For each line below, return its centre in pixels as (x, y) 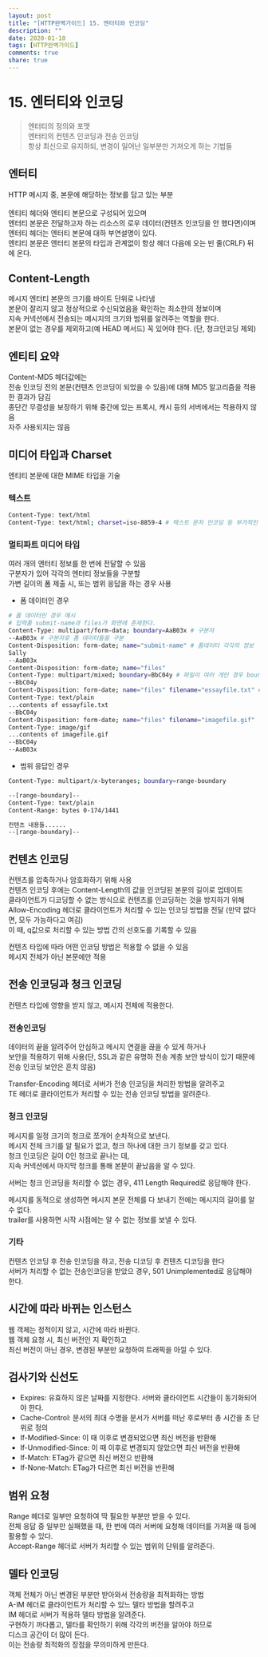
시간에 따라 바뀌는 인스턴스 (70, 1309)
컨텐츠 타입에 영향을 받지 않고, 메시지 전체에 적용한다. (91, 1005)
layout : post (30, 16)
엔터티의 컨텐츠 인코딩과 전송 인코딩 (83, 136)
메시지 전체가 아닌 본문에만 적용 (57, 957)
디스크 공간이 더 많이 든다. (49, 1635)
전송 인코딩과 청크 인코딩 (65, 984)
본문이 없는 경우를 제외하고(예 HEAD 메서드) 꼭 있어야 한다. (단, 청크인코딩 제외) (132, 329)
